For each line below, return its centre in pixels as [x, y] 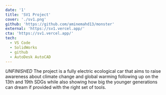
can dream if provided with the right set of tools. [56, 87]
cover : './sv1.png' [26, 19]
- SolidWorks [24, 47]
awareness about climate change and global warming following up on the [82, 77]
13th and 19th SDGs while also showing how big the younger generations [81, 82]
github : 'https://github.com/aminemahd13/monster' [60, 24]
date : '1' [16, 10]
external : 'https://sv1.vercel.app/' [45, 29]
